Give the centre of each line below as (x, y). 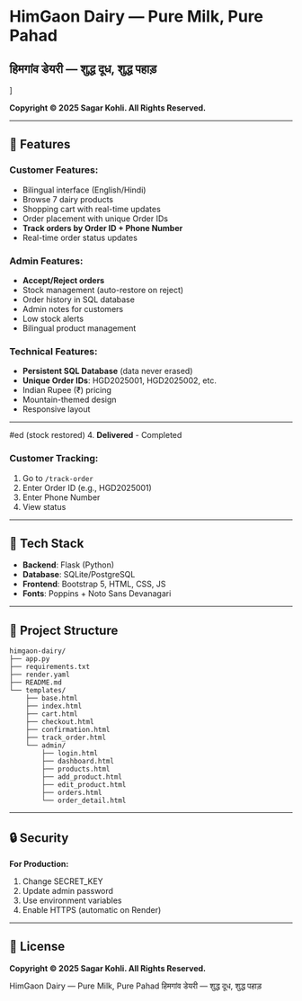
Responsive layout (56, 409)
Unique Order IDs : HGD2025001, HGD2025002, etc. (120, 380)
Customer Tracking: (54, 459)
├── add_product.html (82, 777)
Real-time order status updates (80, 237)
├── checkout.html (60, 722)
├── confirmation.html (68, 730)
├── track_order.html (66, 738)
